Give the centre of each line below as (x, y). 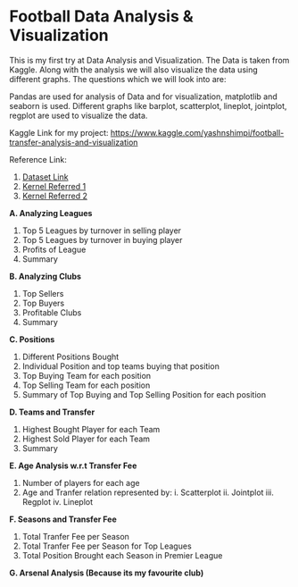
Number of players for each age (81, 482)
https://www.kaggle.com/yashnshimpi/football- (197, 132)
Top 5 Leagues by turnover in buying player (102, 239)
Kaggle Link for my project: (59, 132)
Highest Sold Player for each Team (86, 439)
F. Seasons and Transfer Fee (63, 519)
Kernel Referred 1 (54, 186)
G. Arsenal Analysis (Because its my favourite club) (107, 573)
